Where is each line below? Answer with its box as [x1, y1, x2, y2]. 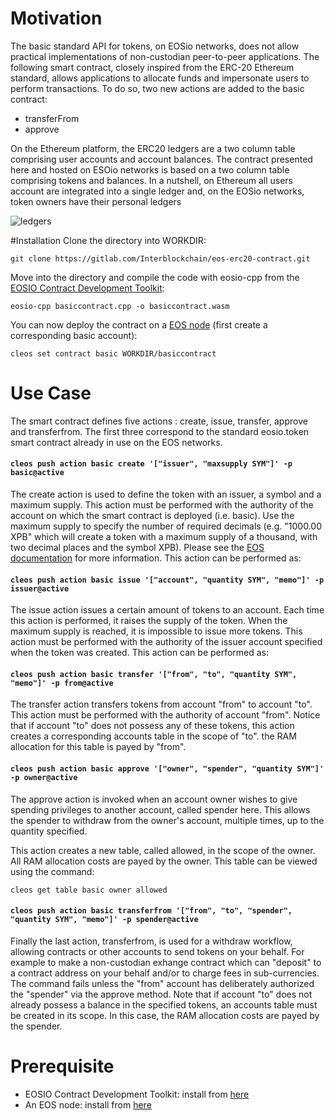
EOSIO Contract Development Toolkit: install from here [24, 1088, 250, 1100]
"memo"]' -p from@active [10, 678, 114, 688]
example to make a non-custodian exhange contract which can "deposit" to [10, 956, 322, 968]
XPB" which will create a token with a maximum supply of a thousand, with [10, 531, 318, 543]
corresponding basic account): [10, 329, 138, 341]
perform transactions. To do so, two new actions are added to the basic [10, 82, 305, 94]
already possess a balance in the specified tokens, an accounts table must [10, 998, 318, 1011]
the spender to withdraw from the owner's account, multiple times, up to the [10, 814, 325, 826]
